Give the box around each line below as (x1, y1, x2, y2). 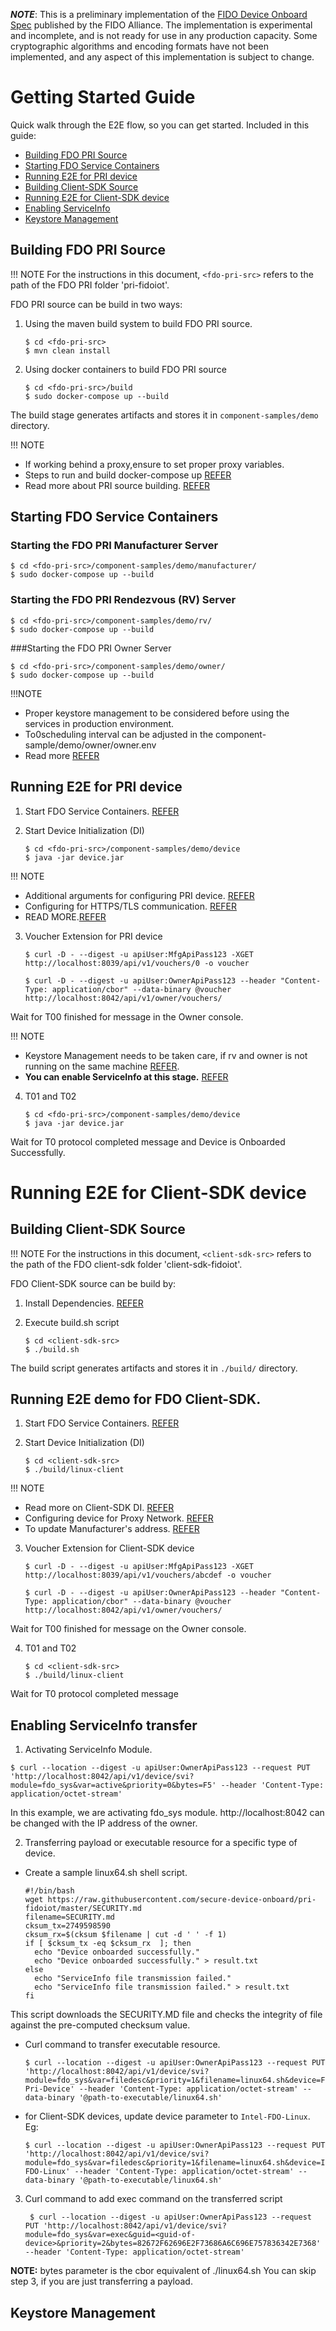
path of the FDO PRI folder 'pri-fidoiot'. (10, 279, 170, 291)
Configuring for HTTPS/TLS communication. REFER (24, 900, 238, 912)
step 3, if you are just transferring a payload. (10, 2275, 193, 2288)
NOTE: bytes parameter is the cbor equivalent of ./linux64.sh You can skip (10, 2265, 317, 2277)
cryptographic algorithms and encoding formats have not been (10, 40, 269, 52)
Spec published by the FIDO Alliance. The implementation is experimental (10, 19, 313, 31)
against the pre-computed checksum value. (10, 2019, 191, 2031)
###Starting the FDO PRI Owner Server (10, 642, 172, 654)
